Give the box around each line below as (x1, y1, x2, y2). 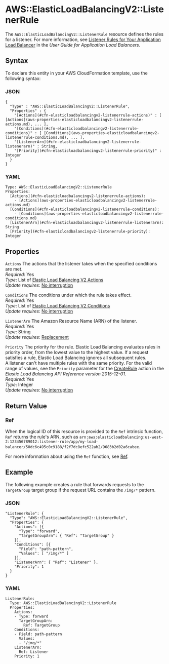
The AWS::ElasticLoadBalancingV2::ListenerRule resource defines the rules (5, 31, 163, 37)
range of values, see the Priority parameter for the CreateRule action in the (5, 366, 164, 372)
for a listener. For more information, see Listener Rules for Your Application (5, 36, 161, 43)
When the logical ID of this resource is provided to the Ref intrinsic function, (5, 428, 163, 434)
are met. (5, 266, 23, 272)
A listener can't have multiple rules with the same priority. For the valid (5, 360, 152, 366)
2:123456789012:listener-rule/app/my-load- (5, 439, 99, 444)
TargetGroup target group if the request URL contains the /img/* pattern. (5, 487, 156, 493)
